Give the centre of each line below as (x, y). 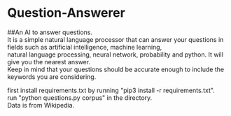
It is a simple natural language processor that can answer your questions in (115, 39)
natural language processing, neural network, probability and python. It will (115, 55)
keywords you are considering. (52, 77)
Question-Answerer (66, 13)
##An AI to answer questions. (50, 32)
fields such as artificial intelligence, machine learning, (85, 47)
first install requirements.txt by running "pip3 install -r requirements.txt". (111, 90)
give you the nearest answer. (49, 61)
